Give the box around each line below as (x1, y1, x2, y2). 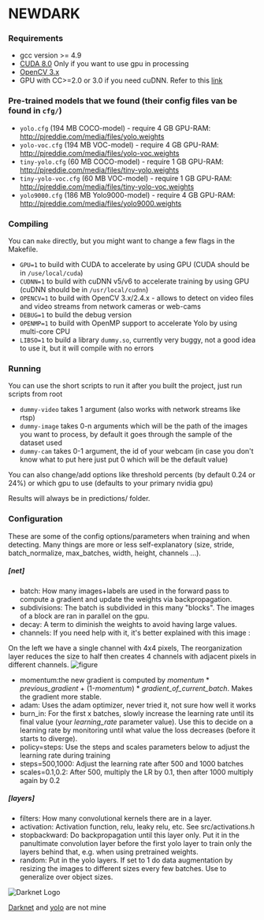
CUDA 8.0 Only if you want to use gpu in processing (19, 59, 189, 69)
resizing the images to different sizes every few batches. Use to (19, 863, 227, 873)
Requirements (8, 33, 64, 44)
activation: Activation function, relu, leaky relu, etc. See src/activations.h (19, 822, 255, 831)
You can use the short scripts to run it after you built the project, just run (8, 381, 243, 391)
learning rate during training (19, 750, 111, 760)
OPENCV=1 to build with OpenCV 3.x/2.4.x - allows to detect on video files (19, 293, 254, 303)
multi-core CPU (19, 327, 71, 336)
